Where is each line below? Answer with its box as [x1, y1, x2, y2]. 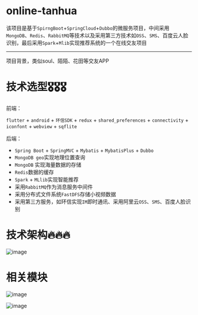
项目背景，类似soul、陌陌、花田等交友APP [6, 57, 109, 64]
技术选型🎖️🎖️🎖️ [6, 80, 67, 94]
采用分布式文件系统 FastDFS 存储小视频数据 [14, 190, 116, 197]
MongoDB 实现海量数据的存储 [14, 161, 81, 168]
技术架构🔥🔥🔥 [6, 229, 71, 242]
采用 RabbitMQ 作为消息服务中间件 [14, 183, 93, 190]
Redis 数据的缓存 [14, 168, 54, 176]
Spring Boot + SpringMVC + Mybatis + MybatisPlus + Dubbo [14, 147, 154, 154]
